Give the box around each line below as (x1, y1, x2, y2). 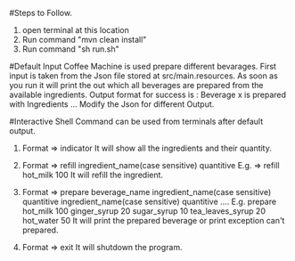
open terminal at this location (21, 25, 129, 35)
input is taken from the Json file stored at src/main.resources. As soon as (9, 70, 278, 81)
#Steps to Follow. (9, 8, 73, 18)
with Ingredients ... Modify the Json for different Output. (9, 99, 215, 110)
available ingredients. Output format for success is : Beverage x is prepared (9, 89, 287, 100)
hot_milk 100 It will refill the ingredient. (21, 169, 163, 180)
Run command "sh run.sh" (21, 44, 120, 54)
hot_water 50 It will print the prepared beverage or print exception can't (21, 216, 285, 225)
